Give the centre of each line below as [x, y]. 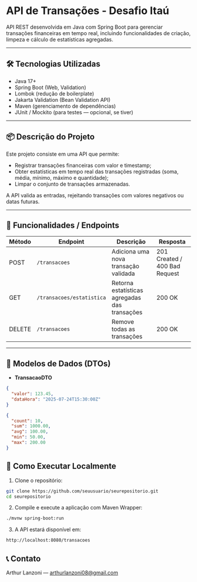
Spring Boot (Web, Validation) [50, 87]
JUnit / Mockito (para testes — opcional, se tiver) [74, 112]
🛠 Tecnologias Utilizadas [53, 64]
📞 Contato [23, 558]
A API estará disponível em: [48, 530]
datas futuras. [23, 201]
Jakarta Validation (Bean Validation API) [62, 100]
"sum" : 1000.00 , [31, 426]
